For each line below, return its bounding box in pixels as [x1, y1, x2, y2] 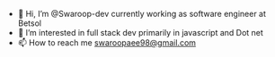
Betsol [17, 18, 42, 28]
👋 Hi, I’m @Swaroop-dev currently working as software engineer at [17, 9, 267, 19]
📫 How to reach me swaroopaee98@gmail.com [17, 37, 196, 48]
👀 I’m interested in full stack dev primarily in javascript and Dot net [17, 28, 263, 37]
